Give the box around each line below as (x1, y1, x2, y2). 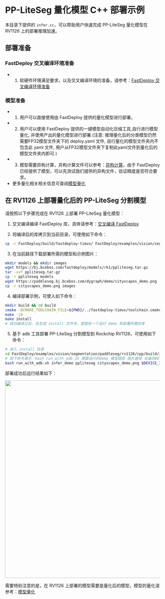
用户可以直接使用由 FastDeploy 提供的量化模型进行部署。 (19, 114, 136, 120)
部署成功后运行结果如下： (5, 370, 57, 376)
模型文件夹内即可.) (19, 150, 57, 156)
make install (5, 317, 32, 321)
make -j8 (5, 312, 23, 317)
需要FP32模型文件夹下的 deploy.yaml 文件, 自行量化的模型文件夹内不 (19, 138, 159, 144)
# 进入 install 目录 (5, 347, 44, 352)
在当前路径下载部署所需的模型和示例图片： (12, 250, 99, 257)
